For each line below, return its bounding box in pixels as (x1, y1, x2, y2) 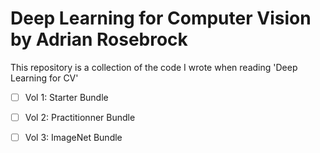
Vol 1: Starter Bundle (24, 91, 109, 103)
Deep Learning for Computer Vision (10, 7, 312, 30)
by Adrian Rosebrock (10, 28, 188, 51)
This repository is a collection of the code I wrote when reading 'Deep (10, 61, 298, 73)
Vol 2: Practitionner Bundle (24, 112, 136, 123)
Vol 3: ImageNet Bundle (24, 132, 123, 144)
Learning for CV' (10, 72, 79, 84)
